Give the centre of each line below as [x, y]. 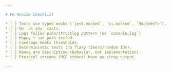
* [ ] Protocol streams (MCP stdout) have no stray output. [71, 57]
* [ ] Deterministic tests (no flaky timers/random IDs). [69, 47]
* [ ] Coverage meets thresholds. [42, 43]
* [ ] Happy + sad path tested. [40, 38]
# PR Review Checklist [30, 14]
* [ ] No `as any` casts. [33, 29]
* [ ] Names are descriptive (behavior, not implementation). [73, 52]
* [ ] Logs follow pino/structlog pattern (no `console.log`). [74, 33]
